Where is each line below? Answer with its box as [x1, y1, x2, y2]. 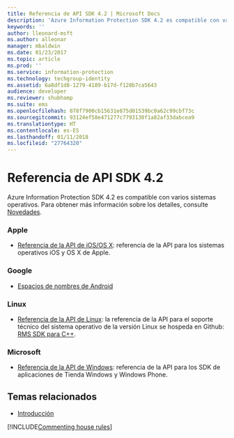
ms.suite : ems [7, 101, 49, 108]
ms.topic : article [7, 56, 61, 63]
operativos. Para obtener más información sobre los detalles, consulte [7, 200, 209, 209]
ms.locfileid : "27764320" [7, 140, 82, 147]
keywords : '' [7, 23, 45, 30]
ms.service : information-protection [7, 68, 114, 75]
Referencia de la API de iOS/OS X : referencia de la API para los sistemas [17, 241, 225, 250]
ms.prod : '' [7, 62, 42, 69]
